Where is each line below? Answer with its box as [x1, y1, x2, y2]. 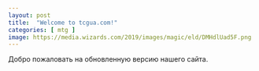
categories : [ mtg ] [8, 26, 76, 34]
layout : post [8, 11, 51, 20]
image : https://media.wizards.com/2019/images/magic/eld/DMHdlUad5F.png [8, 33, 252, 41]
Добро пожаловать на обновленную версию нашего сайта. [8, 55, 209, 64]
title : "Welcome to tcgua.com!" [8, 19, 118, 27]
